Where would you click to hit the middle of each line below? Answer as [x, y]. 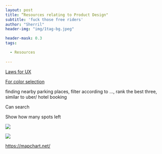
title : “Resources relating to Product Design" [57, 15]
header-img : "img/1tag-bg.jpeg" [40, 29]
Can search [17, 107]
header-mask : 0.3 [24, 38]
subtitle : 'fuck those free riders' [44, 19]
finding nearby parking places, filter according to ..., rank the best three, [81, 91]
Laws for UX [18, 72]
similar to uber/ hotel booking [36, 97]
